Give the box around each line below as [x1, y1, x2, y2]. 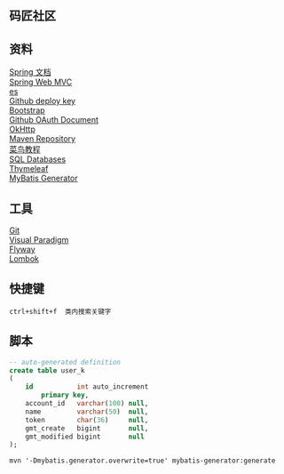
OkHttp [9, 124, 35, 135]
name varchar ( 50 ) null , [25, 407, 149, 416]
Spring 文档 [9, 67, 51, 77]
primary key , [41, 390, 90, 400]
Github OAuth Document [9, 115, 99, 125]
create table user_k [9, 366, 86, 375]
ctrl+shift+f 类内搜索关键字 [9, 307, 112, 316]
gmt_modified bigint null [25, 432, 145, 441]
